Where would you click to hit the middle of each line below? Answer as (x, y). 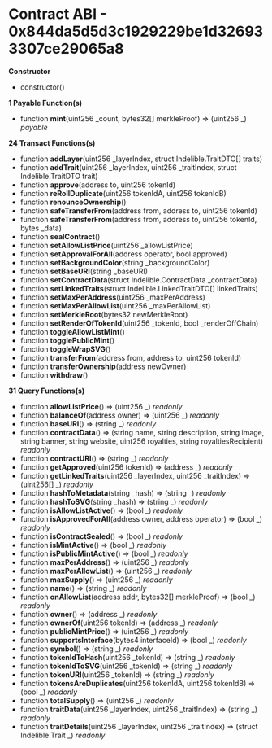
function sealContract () (60, 236)
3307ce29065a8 (66, 49)
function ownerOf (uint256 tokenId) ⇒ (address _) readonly (119, 623)
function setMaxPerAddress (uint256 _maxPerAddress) (112, 297)
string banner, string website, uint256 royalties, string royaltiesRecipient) (142, 441)
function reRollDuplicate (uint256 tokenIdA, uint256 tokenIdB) (123, 193)
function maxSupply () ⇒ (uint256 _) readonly (96, 580)
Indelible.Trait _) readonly (63, 735)
